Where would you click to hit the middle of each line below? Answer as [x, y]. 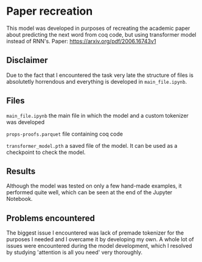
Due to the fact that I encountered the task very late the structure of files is [100, 75]
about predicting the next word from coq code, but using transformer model [101, 34]
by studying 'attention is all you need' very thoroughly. [75, 252]
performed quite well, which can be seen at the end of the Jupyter [89, 192]
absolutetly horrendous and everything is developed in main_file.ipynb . [97, 81]
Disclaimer [27, 60]
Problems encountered [51, 218]
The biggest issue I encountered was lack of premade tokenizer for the [95, 233]
